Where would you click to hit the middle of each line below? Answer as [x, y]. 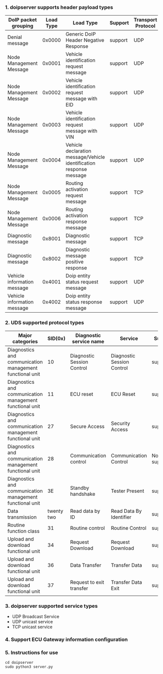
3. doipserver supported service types [51, 606]
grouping [23, 26]
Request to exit [87, 582]
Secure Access [87, 426]
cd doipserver [19, 663]
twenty [56, 511]
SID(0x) [57, 338]
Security [120, 423]
